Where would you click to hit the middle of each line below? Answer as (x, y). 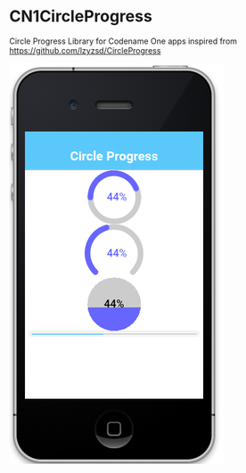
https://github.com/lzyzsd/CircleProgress (85, 50)
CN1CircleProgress (81, 16)
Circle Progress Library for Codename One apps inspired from (123, 41)
